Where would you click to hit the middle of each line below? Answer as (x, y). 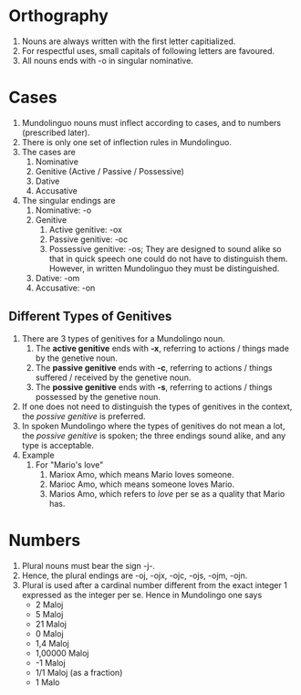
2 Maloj (49, 605)
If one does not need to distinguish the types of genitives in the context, (157, 406)
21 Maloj (51, 624)
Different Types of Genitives (90, 316)
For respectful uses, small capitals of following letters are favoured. (148, 50)
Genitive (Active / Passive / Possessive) (109, 171)
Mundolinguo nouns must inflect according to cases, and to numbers (151, 122)
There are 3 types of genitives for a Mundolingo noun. (123, 338)
